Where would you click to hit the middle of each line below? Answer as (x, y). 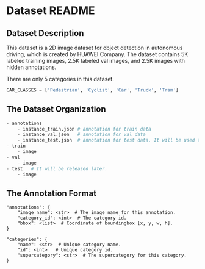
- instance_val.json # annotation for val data (82, 135)
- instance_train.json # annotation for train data (84, 129)
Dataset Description (45, 33)
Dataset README (51, 11)
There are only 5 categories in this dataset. (60, 79)
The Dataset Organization (56, 109)
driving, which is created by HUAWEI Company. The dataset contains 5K (97, 54)
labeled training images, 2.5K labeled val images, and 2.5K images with (95, 61)
